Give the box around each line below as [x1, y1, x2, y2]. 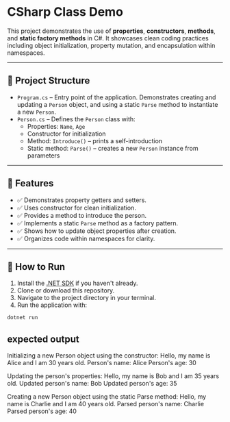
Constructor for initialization [27, 129, 106, 138]
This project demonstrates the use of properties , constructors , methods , [7, 27, 216, 35]
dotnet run [7, 314, 38, 321]
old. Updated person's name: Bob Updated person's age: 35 [7, 380, 177, 388]
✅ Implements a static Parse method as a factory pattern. [16, 219, 179, 227]
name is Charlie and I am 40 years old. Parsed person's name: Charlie [7, 400, 204, 408]
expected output [7, 333, 80, 345]
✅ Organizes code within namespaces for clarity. [16, 234, 155, 243]
